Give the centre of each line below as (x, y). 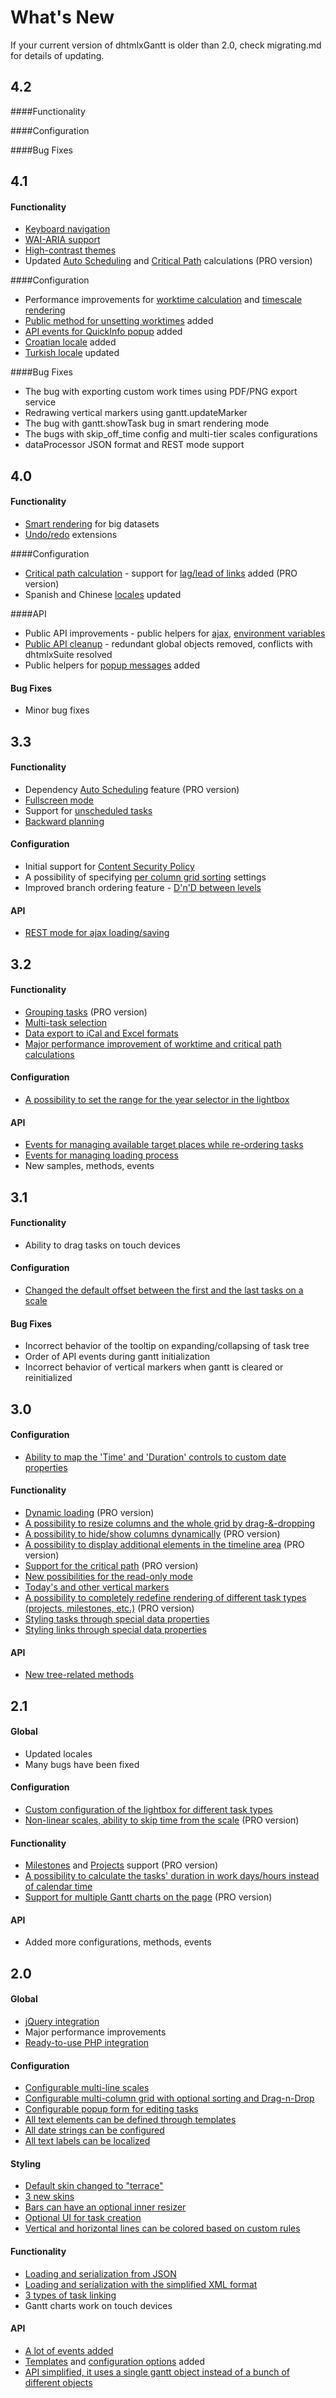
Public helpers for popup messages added (112, 665)
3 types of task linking (70, 2295)
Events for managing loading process (101, 1155)
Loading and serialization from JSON (100, 2273)
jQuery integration (62, 2021)
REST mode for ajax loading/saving (97, 933)
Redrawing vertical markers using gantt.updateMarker (136, 413)
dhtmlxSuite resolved (68, 654)
